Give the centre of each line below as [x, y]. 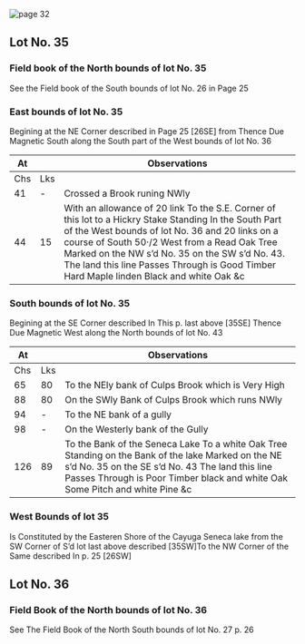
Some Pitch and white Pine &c [128, 490]
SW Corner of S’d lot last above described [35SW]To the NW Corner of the [149, 546]
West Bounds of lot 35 [59, 517]
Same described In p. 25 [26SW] [70, 556]
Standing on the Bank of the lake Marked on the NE [174, 455]
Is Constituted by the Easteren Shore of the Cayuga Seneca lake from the [146, 536]
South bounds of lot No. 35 [69, 303]
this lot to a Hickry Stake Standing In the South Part [172, 220]
